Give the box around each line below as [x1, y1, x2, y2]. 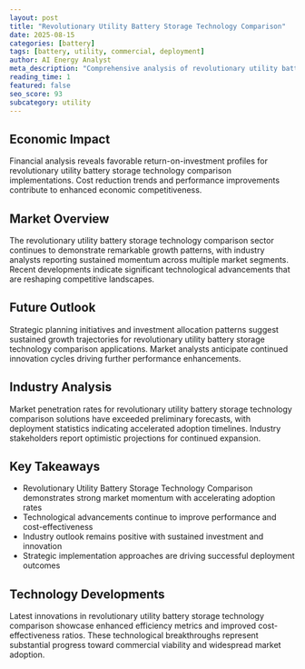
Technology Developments [9, 586, 165, 602]
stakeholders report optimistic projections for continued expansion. [9, 433, 261, 444]
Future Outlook [9, 300, 96, 315]
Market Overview [9, 211, 110, 226]
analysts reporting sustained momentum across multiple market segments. [9, 255, 289, 265]
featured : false [9, 81, 71, 90]
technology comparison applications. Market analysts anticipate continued [9, 343, 289, 354]
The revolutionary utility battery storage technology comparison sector [9, 235, 274, 245]
